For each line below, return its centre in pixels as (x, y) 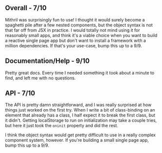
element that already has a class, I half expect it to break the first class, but (80, 115)
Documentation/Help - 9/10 (47, 61)
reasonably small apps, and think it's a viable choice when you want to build (81, 35)
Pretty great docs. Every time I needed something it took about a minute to (80, 73)
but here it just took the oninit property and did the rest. (62, 126)
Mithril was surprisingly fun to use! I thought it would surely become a (75, 19)
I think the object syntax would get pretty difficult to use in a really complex (80, 135)
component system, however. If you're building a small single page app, (77, 140)
